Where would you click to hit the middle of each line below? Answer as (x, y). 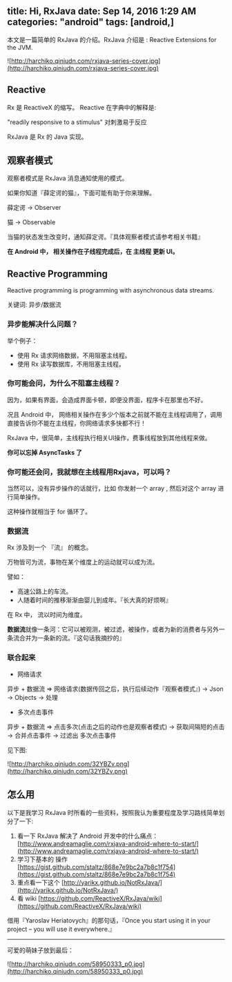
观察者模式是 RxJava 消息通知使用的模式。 (68, 178)
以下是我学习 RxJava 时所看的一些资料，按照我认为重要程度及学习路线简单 (113, 812)
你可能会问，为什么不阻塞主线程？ (64, 384)
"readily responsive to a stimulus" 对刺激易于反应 (77, 122)
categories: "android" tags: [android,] (91, 22)
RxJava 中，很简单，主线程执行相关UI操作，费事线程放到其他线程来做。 (109, 438)
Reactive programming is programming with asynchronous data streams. (110, 291)
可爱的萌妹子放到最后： (40, 950)
